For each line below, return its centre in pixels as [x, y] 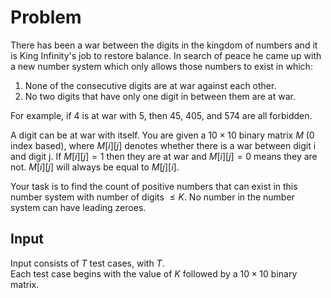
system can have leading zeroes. [78, 207]
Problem [46, 17]
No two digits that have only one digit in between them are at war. [160, 96]
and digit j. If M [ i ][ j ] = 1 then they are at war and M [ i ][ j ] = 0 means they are [164, 156]
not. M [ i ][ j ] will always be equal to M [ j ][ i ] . [95, 167]
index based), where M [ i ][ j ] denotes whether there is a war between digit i [163, 145]
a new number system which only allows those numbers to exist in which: [161, 66]
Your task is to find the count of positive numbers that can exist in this [154, 186]
